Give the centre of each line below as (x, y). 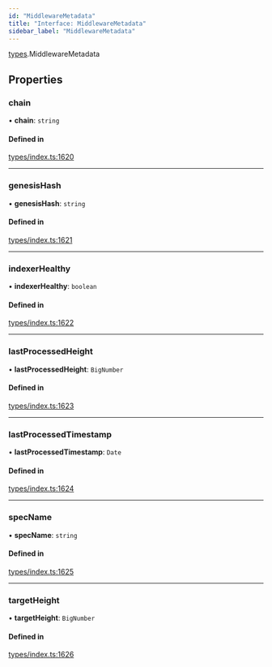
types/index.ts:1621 (40, 239)
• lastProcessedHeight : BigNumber (66, 369)
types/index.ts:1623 (41, 406)
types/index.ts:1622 (41, 323)
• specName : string (43, 535)
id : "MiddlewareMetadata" (52, 16)
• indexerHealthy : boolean (53, 286)
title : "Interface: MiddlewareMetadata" (78, 24)
